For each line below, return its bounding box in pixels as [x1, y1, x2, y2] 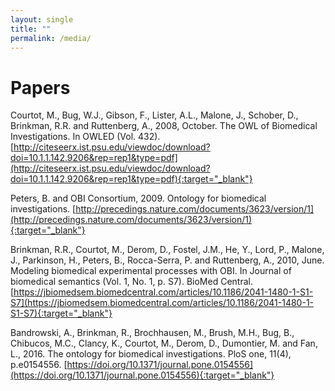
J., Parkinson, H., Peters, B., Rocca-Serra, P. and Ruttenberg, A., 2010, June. [10, 254, 325, 266]
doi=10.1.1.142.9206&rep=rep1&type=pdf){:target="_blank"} [10, 173, 253, 185]
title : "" [10, 24, 52, 34]
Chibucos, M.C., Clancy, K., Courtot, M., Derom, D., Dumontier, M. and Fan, [10, 337, 318, 350]
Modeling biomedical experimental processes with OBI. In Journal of [10, 265, 292, 277]
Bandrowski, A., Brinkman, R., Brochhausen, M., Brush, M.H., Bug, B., [10, 327, 295, 339]
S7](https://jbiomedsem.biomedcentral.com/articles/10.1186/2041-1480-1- [10, 297, 315, 309]
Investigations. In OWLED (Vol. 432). [10, 131, 161, 143]
